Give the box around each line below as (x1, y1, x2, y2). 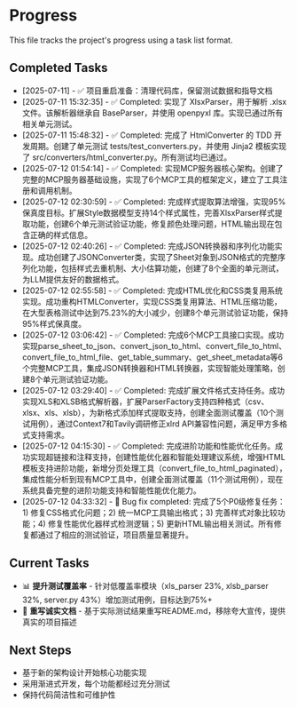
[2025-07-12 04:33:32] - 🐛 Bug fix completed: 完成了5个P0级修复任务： (21, 496, 285, 506)
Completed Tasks (9, 60, 108, 76)
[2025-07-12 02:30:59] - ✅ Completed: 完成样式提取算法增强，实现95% (21, 196, 286, 207)
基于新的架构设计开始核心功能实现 (21, 667, 147, 678)
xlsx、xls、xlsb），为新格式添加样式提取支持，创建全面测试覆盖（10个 (21, 407, 277, 418)
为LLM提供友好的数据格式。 (21, 274, 124, 284)
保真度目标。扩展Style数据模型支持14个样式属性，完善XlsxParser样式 (21, 207, 275, 218)
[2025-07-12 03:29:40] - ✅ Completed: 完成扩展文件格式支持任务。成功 (21, 385, 285, 395)
